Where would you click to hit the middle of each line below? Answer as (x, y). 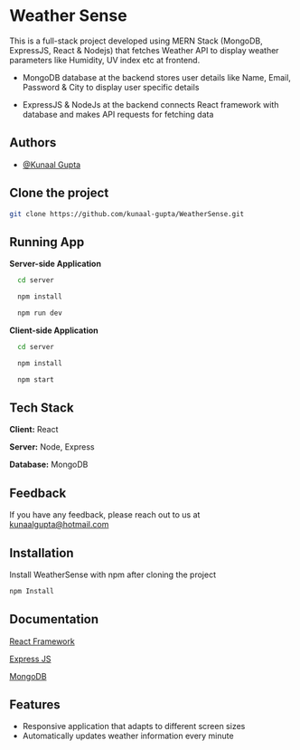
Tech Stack (42, 408)
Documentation (54, 619)
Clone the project (59, 193)
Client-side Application (54, 330)
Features (35, 705)
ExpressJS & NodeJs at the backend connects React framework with (150, 104)
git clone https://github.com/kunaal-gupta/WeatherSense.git (127, 214)
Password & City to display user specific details (111, 87)
